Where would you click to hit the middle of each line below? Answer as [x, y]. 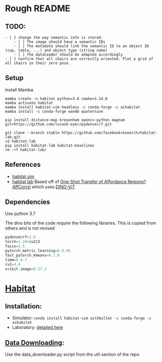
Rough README [38, 9]
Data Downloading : [35, 343]
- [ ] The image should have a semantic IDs [60, 42]
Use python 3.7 [20, 214]
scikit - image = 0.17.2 [26, 269]
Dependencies [27, 202]
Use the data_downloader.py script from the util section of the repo [72, 354]
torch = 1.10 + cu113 [23, 242]
